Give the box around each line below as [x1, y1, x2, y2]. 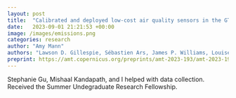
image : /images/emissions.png [7, 29, 96, 37]
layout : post [7, 10, 46, 17]
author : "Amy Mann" [7, 43, 65, 50]
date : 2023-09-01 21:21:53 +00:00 [7, 23, 114, 30]
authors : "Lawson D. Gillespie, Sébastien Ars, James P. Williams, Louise [7, 50, 231, 57]
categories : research [7, 36, 71, 43]
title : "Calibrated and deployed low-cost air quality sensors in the [7, 17, 221, 24]
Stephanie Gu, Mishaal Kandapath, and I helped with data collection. [7, 75, 205, 83]
